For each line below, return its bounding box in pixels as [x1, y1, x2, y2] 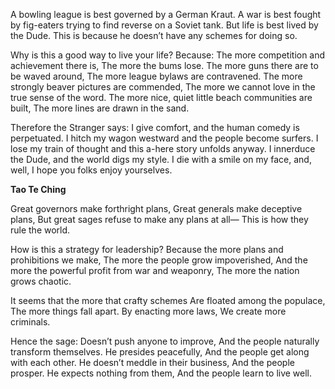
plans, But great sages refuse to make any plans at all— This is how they [10, 214, 309, 225]
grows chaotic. [10, 275, 72, 287]
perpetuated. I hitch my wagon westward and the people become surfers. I [10, 132, 319, 144]
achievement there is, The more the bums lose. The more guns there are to [10, 60, 319, 71]
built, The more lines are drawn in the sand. [10, 102, 190, 114]
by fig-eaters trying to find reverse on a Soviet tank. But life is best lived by [10, 19, 319, 31]
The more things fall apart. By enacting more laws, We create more [10, 305, 287, 317]
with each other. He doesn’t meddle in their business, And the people [10, 357, 295, 368]
